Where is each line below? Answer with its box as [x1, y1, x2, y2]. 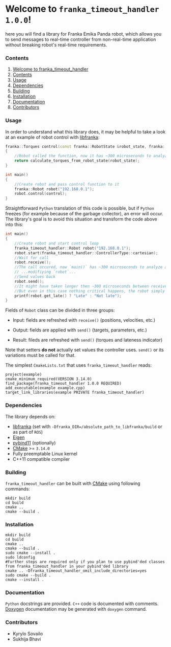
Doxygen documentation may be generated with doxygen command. [5, 606, 147, 612]
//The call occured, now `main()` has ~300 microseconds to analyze [14, 264, 163, 270]
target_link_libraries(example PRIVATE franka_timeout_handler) [5, 390, 145, 395]
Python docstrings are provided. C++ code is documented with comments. [5, 600, 159, 607]
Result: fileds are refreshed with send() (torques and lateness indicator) [12, 337, 163, 343]
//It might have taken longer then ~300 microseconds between [14, 283, 149, 289]
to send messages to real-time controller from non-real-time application [5, 36, 156, 42]
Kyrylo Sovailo [12, 630, 43, 637]
